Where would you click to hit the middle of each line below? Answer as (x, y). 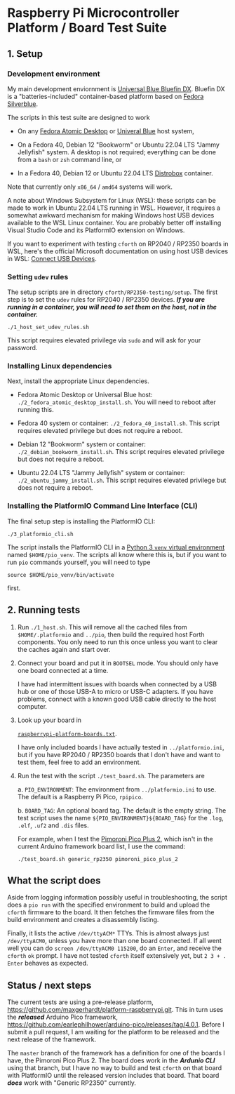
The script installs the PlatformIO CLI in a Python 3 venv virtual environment (116, 547)
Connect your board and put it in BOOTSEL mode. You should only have (118, 663)
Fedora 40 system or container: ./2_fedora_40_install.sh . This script (118, 423)
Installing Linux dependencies (60, 366)
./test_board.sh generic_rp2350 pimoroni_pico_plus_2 (98, 859)
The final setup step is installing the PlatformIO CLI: (81, 521)
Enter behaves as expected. (48, 963)
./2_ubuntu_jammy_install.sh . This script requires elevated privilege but (122, 480)
